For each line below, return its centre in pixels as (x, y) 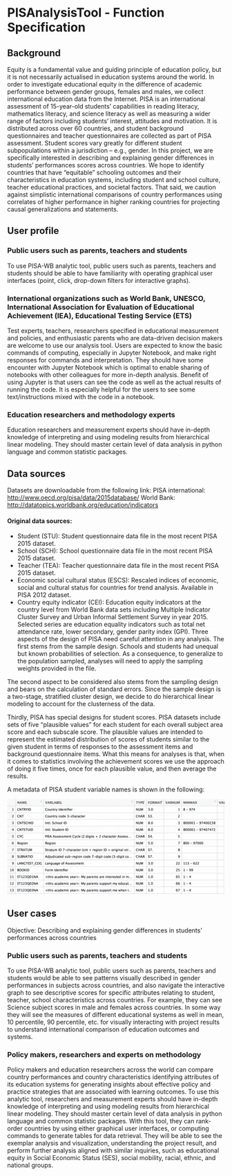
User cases (32, 913)
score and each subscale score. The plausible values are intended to (105, 732)
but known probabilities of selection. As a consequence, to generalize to (120, 654)
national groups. (30, 1165)
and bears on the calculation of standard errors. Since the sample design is (114, 689)
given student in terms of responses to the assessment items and (100, 747)
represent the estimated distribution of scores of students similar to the (108, 739)
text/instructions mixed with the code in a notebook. (81, 396)
